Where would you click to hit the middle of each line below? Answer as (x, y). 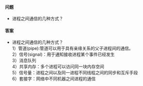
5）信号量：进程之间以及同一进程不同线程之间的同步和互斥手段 (75, 73)
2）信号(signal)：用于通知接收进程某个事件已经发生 (63, 54)
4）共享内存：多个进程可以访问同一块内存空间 (58, 67)
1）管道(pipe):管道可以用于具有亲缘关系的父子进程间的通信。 (72, 49)
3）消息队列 (24, 61)
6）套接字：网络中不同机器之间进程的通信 (54, 79)
